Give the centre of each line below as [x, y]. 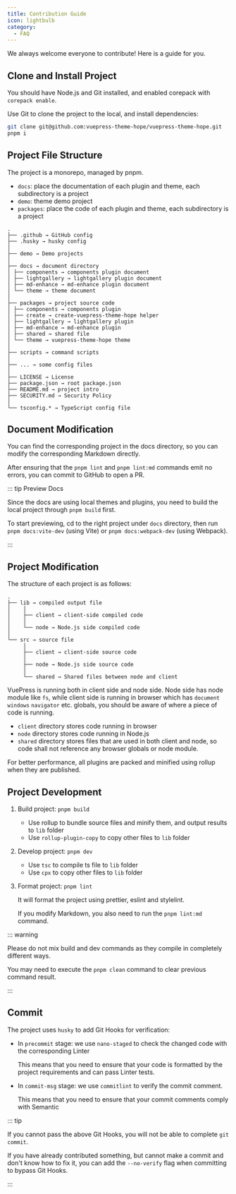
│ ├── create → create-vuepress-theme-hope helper [83, 315]
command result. [32, 977]
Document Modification [61, 430]
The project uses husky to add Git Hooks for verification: [89, 1030]
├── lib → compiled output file [55, 603]
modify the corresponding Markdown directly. [74, 454]
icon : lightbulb [31, 20]
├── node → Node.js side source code [78, 665]
